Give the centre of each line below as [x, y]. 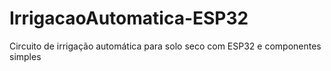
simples [25, 56]
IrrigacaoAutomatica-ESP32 [129, 18]
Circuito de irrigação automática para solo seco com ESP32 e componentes [165, 46]
